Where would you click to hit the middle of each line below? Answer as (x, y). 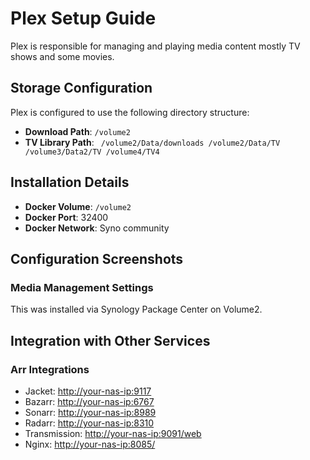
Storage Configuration (81, 88)
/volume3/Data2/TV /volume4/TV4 (92, 152)
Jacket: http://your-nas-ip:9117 (88, 391)
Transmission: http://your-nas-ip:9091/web (113, 433)
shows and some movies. (62, 56)
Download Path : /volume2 (77, 131)
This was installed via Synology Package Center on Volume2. (136, 309)
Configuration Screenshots (97, 258)
